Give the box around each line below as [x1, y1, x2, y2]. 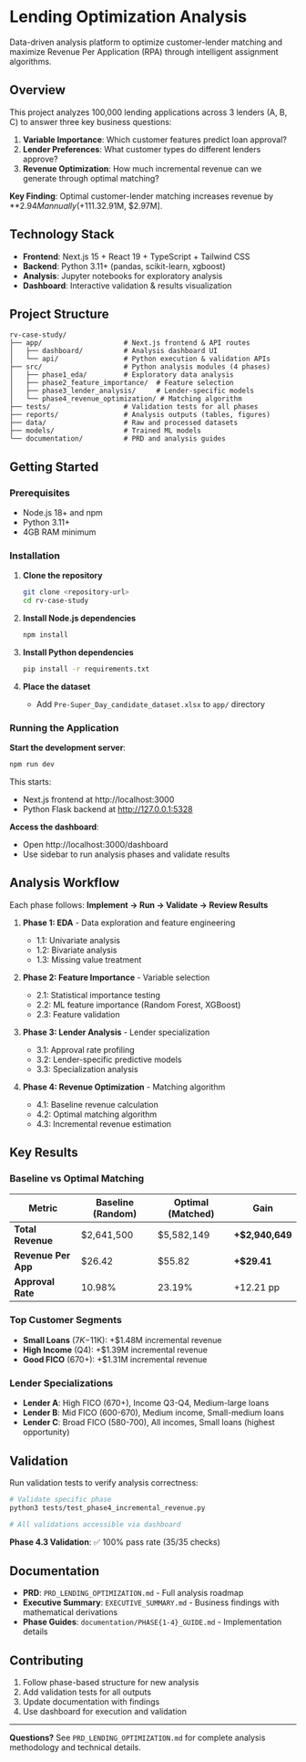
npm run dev [9, 760, 55, 769]
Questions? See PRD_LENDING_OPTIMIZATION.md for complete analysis [9, 1732, 266, 1744]
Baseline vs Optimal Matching [9, 1173, 145, 1185]
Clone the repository [22, 570, 103, 581]
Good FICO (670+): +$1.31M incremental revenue [22, 1353, 208, 1365]
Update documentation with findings [22, 1696, 160, 1707]
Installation [9, 549, 61, 562]
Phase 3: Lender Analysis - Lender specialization [22, 1027, 210, 1037]
